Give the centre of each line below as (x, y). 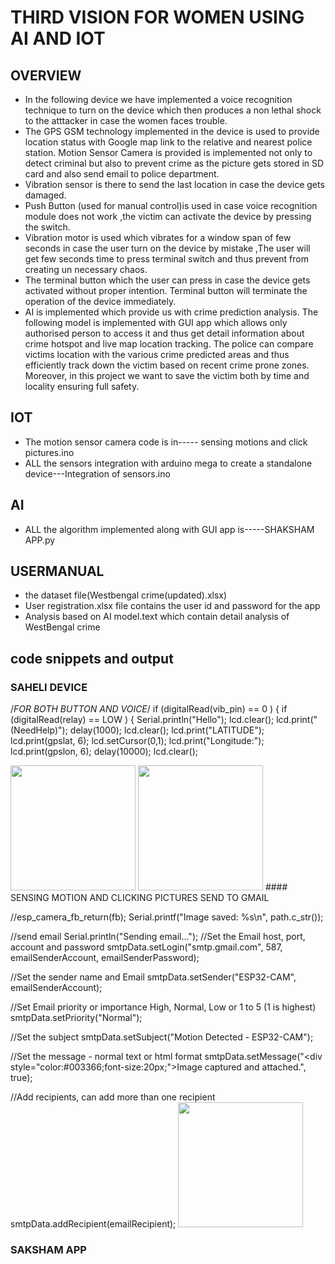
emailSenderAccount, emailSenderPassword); (105, 958)
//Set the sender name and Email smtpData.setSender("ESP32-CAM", (153, 977)
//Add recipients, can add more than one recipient (113, 1097)
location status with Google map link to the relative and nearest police (168, 142)
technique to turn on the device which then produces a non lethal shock (173, 110)
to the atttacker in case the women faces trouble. (126, 120)
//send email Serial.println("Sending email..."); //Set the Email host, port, (158, 937)
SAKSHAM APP (48, 1250)
